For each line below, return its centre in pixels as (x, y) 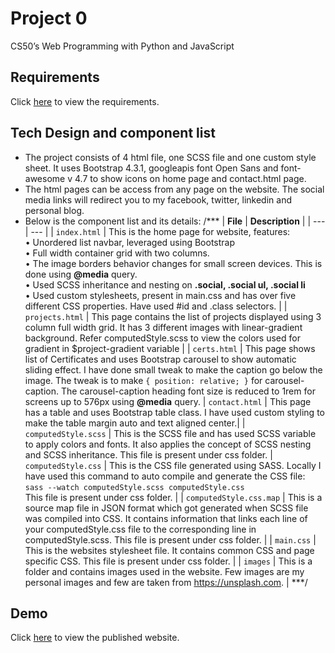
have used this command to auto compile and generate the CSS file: (165, 476)
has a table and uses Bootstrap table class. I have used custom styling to (174, 412)
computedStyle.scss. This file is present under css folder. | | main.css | (170, 539)
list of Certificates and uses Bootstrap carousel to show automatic (160, 359)
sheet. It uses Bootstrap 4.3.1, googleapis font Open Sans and (151, 168)
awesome (45, 178)
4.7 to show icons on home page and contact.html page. (190, 178)
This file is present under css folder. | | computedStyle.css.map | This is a (173, 497)
